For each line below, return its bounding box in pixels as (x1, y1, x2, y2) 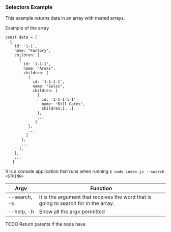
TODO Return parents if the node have (5, 221, 85, 227)
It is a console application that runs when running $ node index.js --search (5, 168, 164, 175)
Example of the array (5, 25, 49, 31)
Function (90, 185, 112, 192)
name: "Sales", (32, 84, 65, 89)
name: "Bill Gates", (41, 102, 85, 107)
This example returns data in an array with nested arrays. (5, 15, 125, 21)
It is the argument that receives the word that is (39, 193, 152, 200)
